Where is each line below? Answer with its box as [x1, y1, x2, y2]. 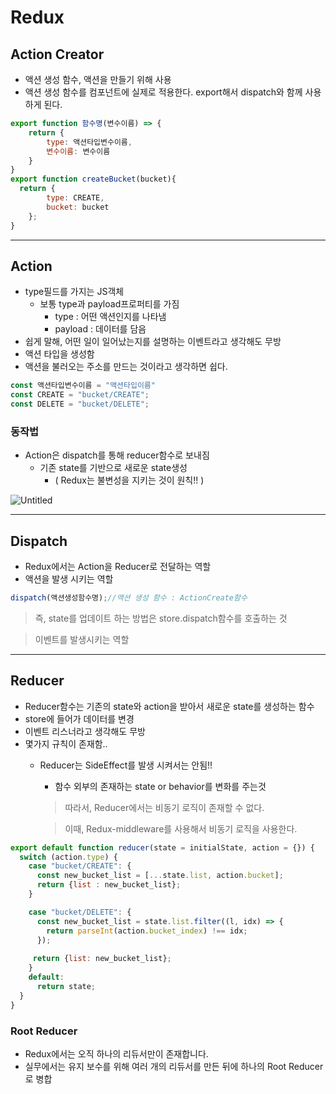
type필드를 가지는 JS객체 [24, 286, 125, 298]
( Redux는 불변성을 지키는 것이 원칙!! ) [54, 474, 205, 486]
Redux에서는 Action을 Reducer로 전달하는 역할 [24, 561, 212, 573]
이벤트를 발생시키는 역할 [34, 633, 130, 645]
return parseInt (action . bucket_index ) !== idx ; [46, 926, 248, 936]
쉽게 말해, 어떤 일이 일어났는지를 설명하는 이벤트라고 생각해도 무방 [24, 336, 282, 348]
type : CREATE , [46, 193, 105, 203]
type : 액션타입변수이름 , [46, 137, 133, 147]
